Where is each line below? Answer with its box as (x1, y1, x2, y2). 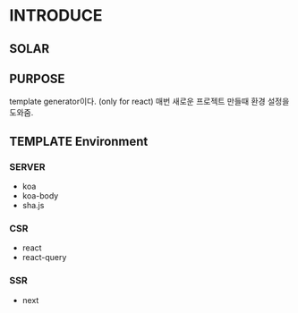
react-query (21, 252, 67, 263)
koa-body (21, 190, 59, 201)
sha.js (21, 200, 45, 211)
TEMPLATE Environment (9, 133, 149, 148)
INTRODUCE (9, 5, 103, 26)
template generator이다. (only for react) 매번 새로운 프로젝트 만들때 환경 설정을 (9, 96, 290, 107)
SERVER (9, 160, 46, 173)
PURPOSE (9, 71, 65, 86)
